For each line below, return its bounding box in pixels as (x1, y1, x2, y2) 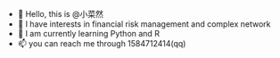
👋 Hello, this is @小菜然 (17, 9, 104, 19)
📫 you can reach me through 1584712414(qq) (17, 38, 186, 48)
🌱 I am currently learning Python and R (17, 29, 161, 38)
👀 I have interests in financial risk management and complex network (17, 19, 271, 29)
